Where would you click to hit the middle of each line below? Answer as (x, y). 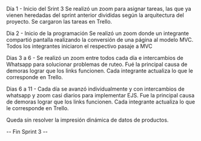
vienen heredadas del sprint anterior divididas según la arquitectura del (95, 15)
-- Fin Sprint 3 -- (27, 132)
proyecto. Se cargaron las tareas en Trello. (59, 21)
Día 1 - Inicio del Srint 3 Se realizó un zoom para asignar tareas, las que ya (99, 9)
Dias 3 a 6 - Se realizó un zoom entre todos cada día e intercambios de (95, 58)
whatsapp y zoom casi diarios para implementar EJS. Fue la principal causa (100, 95)
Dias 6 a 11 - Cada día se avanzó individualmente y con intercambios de (95, 89)
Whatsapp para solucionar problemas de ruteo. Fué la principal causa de (97, 64)
